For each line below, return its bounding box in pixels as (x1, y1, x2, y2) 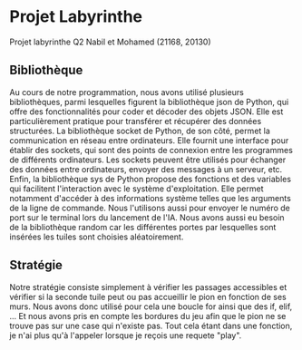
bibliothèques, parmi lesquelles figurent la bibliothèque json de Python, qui (9, 96, 289, 107)
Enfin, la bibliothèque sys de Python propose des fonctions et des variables (9, 173, 292, 184)
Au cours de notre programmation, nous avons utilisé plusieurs (9, 86, 245, 97)
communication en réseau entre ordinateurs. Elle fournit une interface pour (9, 134, 289, 146)
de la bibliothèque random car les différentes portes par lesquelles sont (9, 221, 277, 232)
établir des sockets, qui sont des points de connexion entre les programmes (9, 144, 293, 155)
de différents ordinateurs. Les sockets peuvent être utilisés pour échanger (9, 154, 287, 165)
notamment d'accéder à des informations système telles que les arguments (9, 192, 292, 203)
